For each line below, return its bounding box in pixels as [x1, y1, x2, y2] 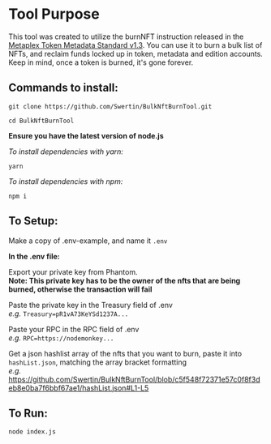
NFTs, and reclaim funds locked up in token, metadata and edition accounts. [8, 49, 264, 58]
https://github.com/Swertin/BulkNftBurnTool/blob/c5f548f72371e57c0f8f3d [8, 374, 260, 384]
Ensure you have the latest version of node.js [8, 130, 164, 140]
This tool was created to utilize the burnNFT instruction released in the [8, 32, 244, 41]
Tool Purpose [8, 5, 100, 23]
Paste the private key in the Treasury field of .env [8, 300, 173, 310]
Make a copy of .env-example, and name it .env [8, 236, 168, 245]
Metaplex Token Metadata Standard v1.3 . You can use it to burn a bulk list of [8, 40, 263, 49]
